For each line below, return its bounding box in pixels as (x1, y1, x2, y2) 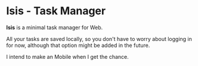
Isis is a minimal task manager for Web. (6, 24, 103, 31)
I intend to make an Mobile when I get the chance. (6, 53, 129, 60)
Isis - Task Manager (6, 4, 106, 18)
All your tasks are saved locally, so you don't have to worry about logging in (6, 35, 193, 42)
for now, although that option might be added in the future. (6, 42, 150, 49)
